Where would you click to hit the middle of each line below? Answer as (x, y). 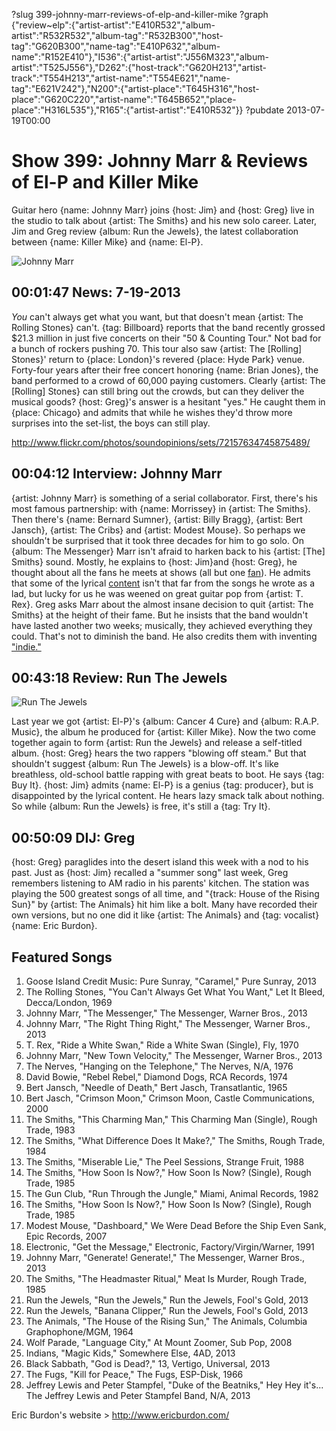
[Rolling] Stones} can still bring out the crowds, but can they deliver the (158, 391)
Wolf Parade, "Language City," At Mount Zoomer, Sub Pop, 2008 (159, 1342)
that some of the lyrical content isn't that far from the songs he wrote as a (163, 583)
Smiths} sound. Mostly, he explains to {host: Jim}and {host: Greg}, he (154, 561)
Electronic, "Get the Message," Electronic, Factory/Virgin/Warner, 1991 (170, 1247)
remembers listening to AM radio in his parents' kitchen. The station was (160, 883)
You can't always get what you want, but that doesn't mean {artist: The (157, 316)
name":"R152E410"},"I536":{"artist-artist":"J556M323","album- (140, 57)
